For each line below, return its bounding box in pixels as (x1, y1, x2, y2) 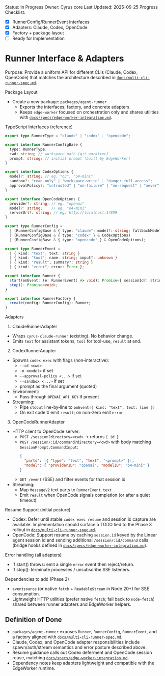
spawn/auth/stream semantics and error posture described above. (12, 644, 147, 650)
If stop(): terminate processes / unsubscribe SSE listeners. (12, 566, 131, 572)
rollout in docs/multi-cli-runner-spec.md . (12, 527, 97, 533)
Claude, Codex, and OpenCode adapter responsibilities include (12, 639, 140, 645)
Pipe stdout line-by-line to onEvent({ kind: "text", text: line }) (19, 404, 156, 410)
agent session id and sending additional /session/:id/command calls (12, 537, 149, 543)
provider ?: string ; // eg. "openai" (9, 201, 84, 206)
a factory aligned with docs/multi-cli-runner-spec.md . (12, 634, 123, 640)
